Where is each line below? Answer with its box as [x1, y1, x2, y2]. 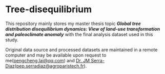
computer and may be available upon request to [5, 52, 107, 58]
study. [5, 37, 19, 43]
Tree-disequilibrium [5, 4, 92, 15]
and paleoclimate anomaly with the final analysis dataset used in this [5, 31, 153, 37]
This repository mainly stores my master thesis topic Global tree [5, 20, 141, 27]
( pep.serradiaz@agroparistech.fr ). [14, 63, 87, 69]
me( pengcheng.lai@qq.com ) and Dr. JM [5, 57, 90, 63]
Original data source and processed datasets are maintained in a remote [5, 46, 158, 53]
